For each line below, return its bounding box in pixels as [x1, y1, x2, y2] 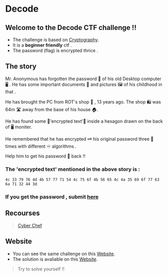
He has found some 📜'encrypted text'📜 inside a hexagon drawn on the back [5, 118, 163, 124]
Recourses [5, 209, 40, 218]
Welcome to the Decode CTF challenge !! [5, 23, 137, 32]
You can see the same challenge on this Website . [12, 251, 115, 257]
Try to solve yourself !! [17, 266, 65, 272]
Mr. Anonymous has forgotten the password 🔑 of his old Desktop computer [5, 76, 162, 82]
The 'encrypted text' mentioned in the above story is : [5, 165, 140, 172]
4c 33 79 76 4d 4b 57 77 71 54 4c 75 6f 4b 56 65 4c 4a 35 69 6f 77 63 [5, 177, 159, 183]
